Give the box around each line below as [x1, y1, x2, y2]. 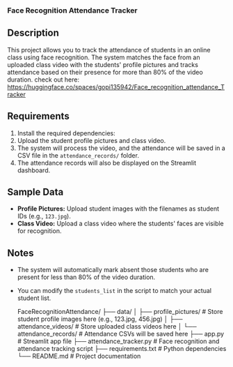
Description [7, 27, 59, 39]
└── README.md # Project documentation [17, 352, 141, 361]
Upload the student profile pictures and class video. [17, 136, 166, 144]
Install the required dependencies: [17, 128, 116, 137]
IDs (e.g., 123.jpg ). [17, 212, 71, 220]
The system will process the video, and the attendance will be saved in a [17, 144, 226, 152]
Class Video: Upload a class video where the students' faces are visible [17, 219, 224, 228]
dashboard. [17, 166, 51, 174]
